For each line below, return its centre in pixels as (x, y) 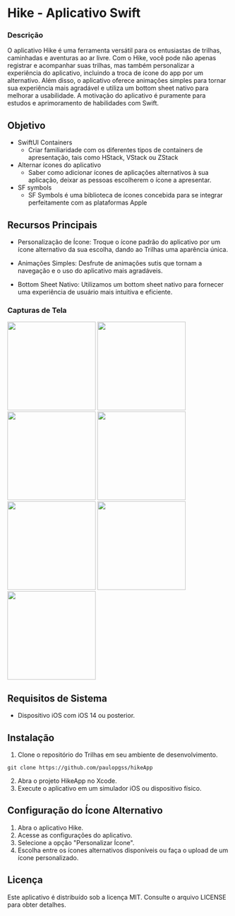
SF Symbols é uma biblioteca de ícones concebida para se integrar (126, 195)
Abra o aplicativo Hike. (50, 828)
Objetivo (26, 125)
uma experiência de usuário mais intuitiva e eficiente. (95, 292)
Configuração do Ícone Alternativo (85, 811)
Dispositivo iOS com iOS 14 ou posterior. (76, 716)
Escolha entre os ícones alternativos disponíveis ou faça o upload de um (123, 850)
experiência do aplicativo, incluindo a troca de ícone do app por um (105, 73)
